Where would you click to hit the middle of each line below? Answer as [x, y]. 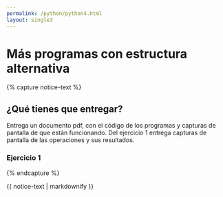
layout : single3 [30, 20]
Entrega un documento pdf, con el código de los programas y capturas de [111, 126]
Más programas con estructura [97, 54]
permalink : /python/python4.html [54, 13]
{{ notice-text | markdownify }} [50, 186]
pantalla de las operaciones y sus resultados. [71, 140]
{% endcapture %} [33, 173]
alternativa [38, 68]
